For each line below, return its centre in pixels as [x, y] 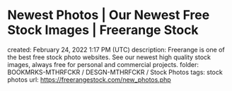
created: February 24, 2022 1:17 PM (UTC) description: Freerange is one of [116, 49]
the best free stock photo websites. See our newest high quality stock [109, 57]
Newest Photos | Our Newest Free [109, 15]
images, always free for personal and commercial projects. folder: [103, 64]
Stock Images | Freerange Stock [103, 30]
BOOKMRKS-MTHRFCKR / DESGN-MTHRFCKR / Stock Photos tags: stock [115, 72]
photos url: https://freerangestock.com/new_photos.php [89, 79]
